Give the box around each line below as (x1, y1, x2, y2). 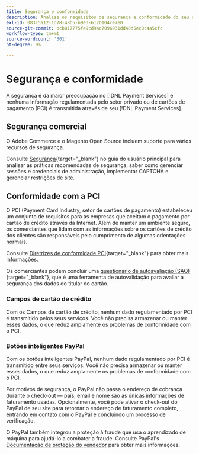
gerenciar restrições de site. (6, 174, 75, 181)
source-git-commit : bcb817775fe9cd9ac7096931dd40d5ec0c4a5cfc (6, 25, 163, 31)
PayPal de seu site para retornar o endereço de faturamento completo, (6, 405, 179, 412)
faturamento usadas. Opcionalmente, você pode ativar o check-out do (6, 398, 178, 405)
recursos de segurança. (6, 143, 65, 151)
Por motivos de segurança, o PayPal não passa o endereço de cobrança (6, 386, 182, 393)
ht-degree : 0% (6, 42, 41, 48)
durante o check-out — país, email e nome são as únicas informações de (6, 392, 185, 400)
